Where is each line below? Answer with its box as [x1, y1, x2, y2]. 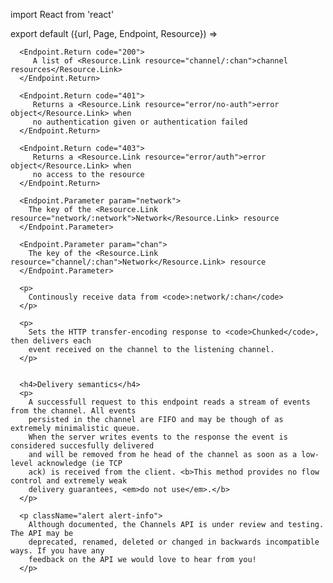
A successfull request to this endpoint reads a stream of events [28, 397, 311, 407]
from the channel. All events [10, 406, 137, 416]
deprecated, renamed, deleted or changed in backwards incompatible [28, 537, 320, 547]
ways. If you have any [10, 546, 105, 556]
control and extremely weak [10, 476, 128, 486]
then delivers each [10, 336, 92, 346]
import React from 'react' [10, 9, 115, 20]
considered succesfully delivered [10, 441, 155, 451]
